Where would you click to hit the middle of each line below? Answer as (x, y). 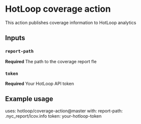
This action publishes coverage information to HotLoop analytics (71, 23)
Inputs (15, 38)
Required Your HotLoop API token (40, 83)
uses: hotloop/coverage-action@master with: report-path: (64, 111)
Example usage (29, 99)
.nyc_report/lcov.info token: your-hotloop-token (53, 116)
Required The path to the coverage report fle (51, 61)
